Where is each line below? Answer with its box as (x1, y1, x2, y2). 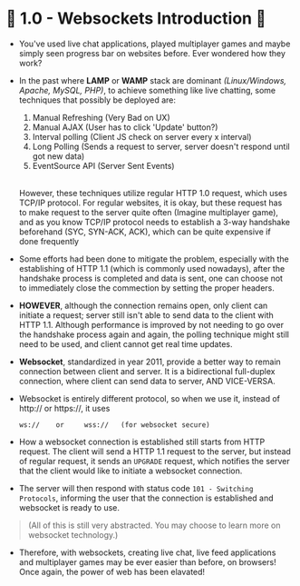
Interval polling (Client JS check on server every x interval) (32, 131, 252, 142)
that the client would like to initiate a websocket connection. (18, 465, 243, 476)
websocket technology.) (27, 529, 119, 540)
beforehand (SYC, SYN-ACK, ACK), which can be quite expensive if (18, 226, 271, 237)
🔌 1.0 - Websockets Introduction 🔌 (5, 8, 266, 29)
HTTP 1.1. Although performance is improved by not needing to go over (18, 319, 285, 330)
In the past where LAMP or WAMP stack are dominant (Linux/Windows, (18, 74, 287, 85)
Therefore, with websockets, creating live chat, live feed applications (18, 547, 276, 558)
